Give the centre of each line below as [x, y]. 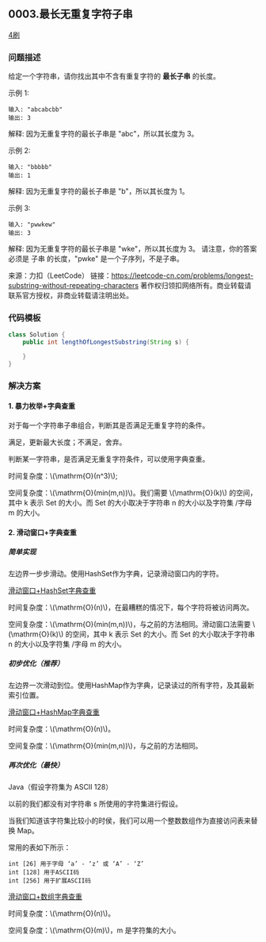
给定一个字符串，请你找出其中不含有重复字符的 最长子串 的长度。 [114, 76]
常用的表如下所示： [40, 847]
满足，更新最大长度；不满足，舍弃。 [67, 442]
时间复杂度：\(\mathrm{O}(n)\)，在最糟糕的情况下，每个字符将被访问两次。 [131, 607]
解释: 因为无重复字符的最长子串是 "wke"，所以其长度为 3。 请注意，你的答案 [133, 249]
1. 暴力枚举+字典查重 [42, 406]
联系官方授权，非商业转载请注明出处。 [70, 295]
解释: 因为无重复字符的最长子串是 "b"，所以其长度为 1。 [99, 191]
